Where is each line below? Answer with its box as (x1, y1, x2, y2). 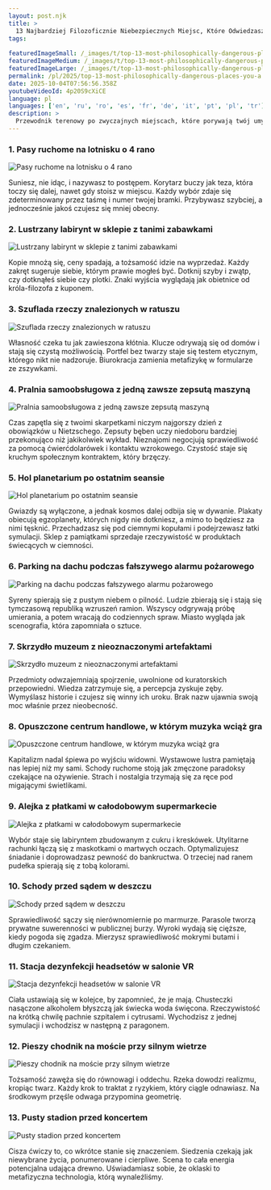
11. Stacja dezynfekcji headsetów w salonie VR (8, 960, 194, 972)
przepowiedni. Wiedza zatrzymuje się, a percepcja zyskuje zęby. (8, 683, 224, 693)
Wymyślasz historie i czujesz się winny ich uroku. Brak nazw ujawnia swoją (8, 692, 258, 702)
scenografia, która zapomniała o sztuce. (8, 620, 142, 631)
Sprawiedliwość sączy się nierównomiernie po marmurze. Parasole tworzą (8, 914, 256, 924)
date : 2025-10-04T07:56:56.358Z (8, 79, 117, 87)
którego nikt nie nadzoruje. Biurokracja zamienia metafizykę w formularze (8, 355, 253, 365)
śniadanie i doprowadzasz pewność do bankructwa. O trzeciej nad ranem (8, 852, 253, 862)
